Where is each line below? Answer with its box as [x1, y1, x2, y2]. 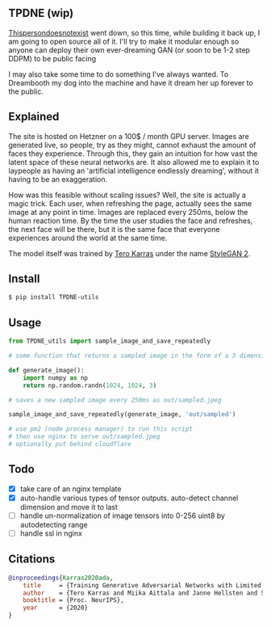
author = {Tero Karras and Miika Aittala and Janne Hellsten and [23, 589, 258, 597]
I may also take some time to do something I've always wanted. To [8, 69, 229, 79]
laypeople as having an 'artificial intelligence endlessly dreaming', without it [8, 166, 260, 175]
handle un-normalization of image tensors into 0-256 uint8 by [19, 511, 226, 520]
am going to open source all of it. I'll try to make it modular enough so [8, 36, 240, 46]
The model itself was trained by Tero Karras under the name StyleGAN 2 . [8, 248, 251, 258]
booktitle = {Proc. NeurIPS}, [23, 596, 125, 604]
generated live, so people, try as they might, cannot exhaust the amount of [8, 140, 256, 149]
